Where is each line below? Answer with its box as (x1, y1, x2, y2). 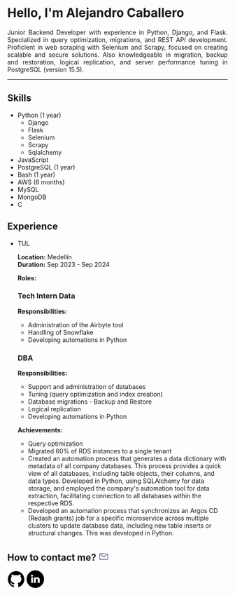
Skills (7, 93, 31, 104)
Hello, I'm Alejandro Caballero (7, 5, 185, 21)
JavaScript (17, 156, 49, 164)
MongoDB (17, 193, 47, 201)
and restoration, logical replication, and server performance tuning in (7, 57, 228, 66)
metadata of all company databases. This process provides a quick (27, 462, 222, 470)
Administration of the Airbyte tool (27, 320, 124, 329)
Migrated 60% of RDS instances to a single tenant (27, 447, 172, 456)
